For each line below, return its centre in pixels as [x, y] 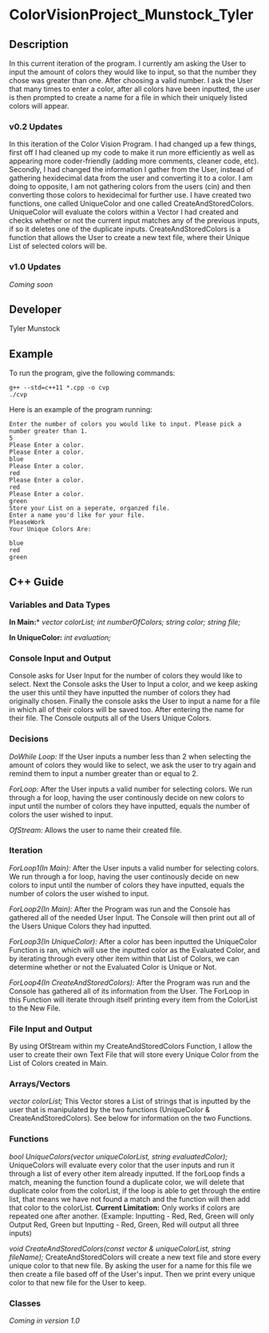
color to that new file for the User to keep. [78, 1283]
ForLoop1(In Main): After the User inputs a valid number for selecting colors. [134, 868]
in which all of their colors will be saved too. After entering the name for [127, 710]
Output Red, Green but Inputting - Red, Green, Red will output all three [124, 1224]
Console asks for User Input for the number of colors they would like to [126, 676]
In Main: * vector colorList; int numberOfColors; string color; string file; [125, 622]
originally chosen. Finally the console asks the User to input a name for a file [134, 701]
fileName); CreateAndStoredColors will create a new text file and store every [135, 1257]
